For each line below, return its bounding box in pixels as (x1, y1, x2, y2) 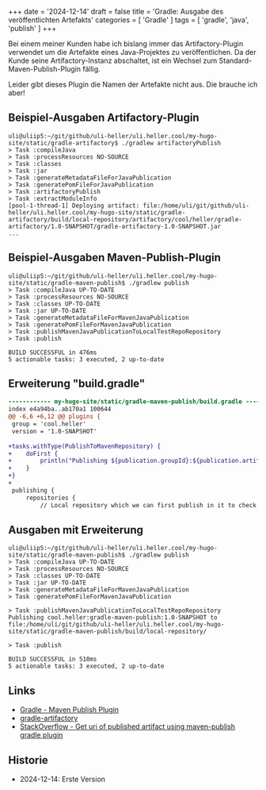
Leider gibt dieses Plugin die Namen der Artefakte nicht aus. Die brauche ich (8, 79, 258, 89)
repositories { (25, 494, 77, 502)
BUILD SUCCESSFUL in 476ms (8, 349, 97, 356)
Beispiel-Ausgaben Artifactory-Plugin (8, 111, 199, 125)
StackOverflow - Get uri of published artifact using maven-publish (19, 722, 236, 731)
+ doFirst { (8, 449, 59, 457)
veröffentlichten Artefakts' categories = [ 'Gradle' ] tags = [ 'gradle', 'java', (8, 15, 249, 25)
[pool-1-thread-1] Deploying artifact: (8, 202, 140, 210)
